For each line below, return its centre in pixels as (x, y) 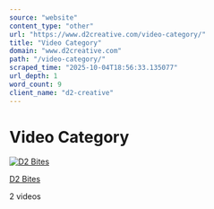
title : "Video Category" (56, 43)
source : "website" (43, 17)
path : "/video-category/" (57, 59)
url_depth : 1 (34, 76)
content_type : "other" (51, 26)
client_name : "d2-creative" (62, 92)
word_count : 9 (36, 84)
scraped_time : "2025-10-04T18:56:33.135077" (94, 68)
